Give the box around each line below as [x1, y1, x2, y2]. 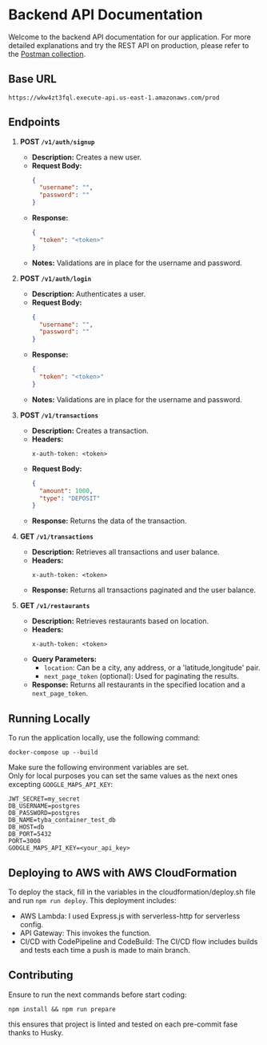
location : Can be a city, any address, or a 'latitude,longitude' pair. [43, 663, 261, 672]
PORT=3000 [8, 837, 42, 845]
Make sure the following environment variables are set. [8, 763, 189, 773]
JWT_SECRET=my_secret [8, 795, 81, 803]
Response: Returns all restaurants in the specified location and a [31, 680, 245, 690]
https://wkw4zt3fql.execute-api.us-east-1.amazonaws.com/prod [8, 94, 220, 102]
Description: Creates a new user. [31, 152, 142, 162]
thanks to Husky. [8, 1027, 64, 1037]
